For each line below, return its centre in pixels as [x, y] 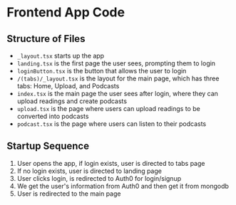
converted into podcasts [53, 116]
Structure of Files [46, 39]
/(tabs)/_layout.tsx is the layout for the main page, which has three [118, 78]
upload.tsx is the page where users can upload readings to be [108, 109]
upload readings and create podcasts [72, 101]
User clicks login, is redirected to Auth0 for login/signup [99, 178]
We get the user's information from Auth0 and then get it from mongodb [123, 186]
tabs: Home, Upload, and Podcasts [68, 86]
